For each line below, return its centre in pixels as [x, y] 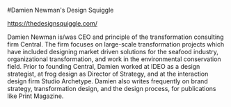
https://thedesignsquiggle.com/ [53, 23]
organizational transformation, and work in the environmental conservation [114, 59]
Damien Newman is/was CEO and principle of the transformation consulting [115, 37]
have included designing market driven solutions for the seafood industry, [113, 52]
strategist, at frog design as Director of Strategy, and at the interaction [108, 74]
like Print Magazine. [35, 96]
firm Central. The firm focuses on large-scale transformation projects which [116, 44]
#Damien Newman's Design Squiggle [61, 10]
